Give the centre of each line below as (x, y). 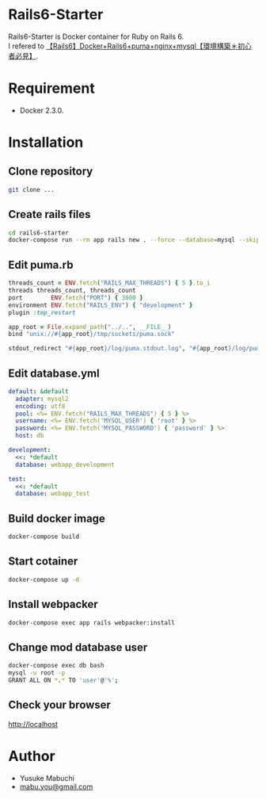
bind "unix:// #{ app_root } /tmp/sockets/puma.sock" (92, 335)
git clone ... (32, 189)
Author (32, 756)
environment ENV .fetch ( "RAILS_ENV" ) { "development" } (101, 305)
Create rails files (49, 214)
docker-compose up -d (44, 579)
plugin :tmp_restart (42, 312)
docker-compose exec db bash (56, 666)
